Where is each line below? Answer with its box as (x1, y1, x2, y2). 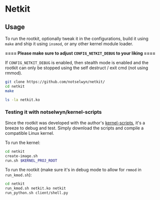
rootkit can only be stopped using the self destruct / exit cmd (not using (5, 65, 148, 71)
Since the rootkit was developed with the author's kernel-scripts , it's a (5, 120, 145, 126)
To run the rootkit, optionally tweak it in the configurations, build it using (5, 36, 149, 41)
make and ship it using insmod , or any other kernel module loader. (5, 41, 133, 47)
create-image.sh (5, 153, 38, 159)
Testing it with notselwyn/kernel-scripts (5, 109, 102, 115)
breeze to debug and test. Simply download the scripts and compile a (5, 125, 144, 131)
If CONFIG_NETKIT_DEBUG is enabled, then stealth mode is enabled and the (5, 60, 149, 65)
